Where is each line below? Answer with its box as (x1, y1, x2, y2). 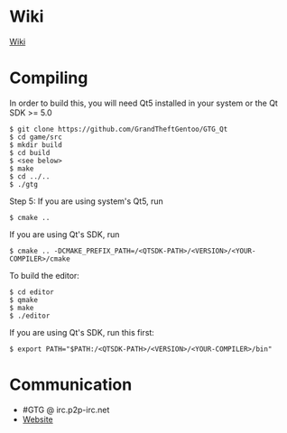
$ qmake (9, 295, 39, 304)
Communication (9, 374, 133, 395)
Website (22, 413, 54, 425)
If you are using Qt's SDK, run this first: (9, 327, 155, 337)
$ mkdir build (9, 140, 63, 150)
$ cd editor (9, 287, 54, 297)
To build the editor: (9, 270, 79, 281)
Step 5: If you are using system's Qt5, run (9, 196, 164, 207)
